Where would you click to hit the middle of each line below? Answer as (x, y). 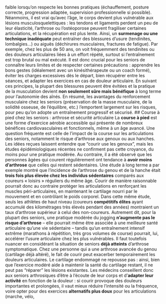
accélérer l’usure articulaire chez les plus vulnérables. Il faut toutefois (76, 239)
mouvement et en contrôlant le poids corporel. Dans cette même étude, (78, 197)
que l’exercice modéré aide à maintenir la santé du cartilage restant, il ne (79, 265)
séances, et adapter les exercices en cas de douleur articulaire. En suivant (81, 81)
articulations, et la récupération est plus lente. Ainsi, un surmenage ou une (82, 33)
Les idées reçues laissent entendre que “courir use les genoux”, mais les (79, 144)
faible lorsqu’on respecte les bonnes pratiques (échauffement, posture (77, 7)
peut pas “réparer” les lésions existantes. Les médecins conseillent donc (79, 270)
